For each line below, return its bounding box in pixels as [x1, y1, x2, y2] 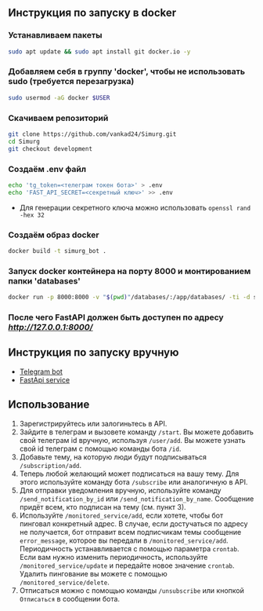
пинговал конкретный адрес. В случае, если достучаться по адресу [19, 518, 248, 529]
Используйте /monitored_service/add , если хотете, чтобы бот [19, 510, 224, 520]
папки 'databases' [8, 275, 81, 286]
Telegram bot [19, 367, 63, 376]
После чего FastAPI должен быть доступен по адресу [8, 312, 225, 323]
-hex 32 [19, 211, 45, 219]
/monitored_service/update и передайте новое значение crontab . [19, 561, 235, 570]
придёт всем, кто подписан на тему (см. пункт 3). [19, 502, 186, 511]
